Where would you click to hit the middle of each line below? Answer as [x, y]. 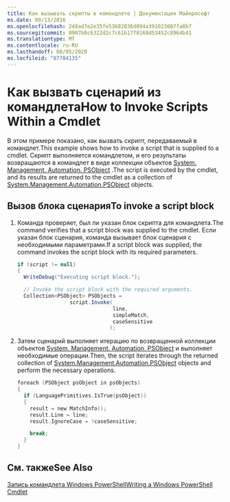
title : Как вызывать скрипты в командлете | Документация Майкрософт [109, 13]
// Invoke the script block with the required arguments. [108, 290]
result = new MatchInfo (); [68, 408]
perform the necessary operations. [66, 370]
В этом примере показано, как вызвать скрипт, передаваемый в [102, 140]
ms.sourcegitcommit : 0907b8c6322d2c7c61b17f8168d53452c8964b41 [100, 33]
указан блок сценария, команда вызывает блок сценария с [104, 237]
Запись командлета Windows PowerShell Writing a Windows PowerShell [110, 484]
